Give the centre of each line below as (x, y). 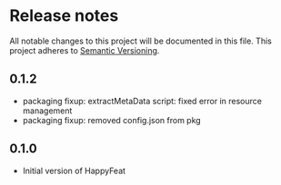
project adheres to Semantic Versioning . (85, 50)
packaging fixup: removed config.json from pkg (112, 120)
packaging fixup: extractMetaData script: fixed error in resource (142, 101)
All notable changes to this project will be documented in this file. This (141, 41)
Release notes (64, 16)
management (47, 111)
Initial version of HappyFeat (74, 170)
